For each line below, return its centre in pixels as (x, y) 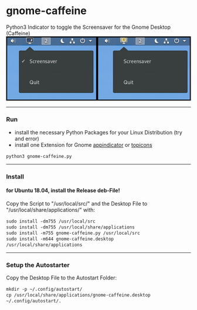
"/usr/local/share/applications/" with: (51, 210)
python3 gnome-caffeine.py (39, 156)
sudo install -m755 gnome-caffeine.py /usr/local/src (73, 233)
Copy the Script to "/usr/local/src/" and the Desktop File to (77, 203)
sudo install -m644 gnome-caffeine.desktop (60, 239)
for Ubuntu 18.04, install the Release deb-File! (63, 191)
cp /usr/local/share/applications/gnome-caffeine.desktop (78, 295)
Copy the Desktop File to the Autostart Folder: (62, 278)
